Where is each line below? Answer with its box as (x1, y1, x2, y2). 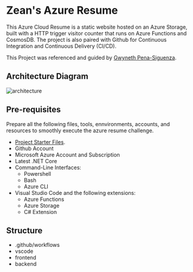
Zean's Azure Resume (6, 4, 118, 17)
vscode (14, 247, 34, 255)
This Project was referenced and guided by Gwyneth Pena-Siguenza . (6, 54, 177, 61)
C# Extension (23, 208, 57, 215)
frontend (14, 254, 37, 261)
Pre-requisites (6, 105, 61, 115)
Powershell (23, 170, 51, 177)
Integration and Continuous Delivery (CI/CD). (6, 42, 117, 50)
